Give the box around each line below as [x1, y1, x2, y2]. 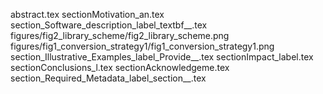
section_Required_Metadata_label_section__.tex [10, 72, 207, 84]
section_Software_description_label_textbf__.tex [10, 19, 208, 31]
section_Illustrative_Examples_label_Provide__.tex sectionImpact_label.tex [10, 51, 314, 63]
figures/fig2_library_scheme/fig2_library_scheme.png [10, 30, 230, 41]
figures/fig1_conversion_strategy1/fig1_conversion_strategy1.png [10, 40, 275, 52]
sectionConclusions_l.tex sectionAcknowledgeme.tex [10, 62, 230, 73]
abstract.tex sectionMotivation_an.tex [10, 9, 165, 20]
